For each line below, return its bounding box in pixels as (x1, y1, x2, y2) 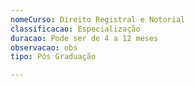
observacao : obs (10, 42, 78, 53)
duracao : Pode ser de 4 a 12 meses (10, 33, 159, 43)
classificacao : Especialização (10, 24, 141, 34)
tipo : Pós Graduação (10, 52, 97, 62)
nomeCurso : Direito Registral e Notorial (10, 14, 186, 25)
